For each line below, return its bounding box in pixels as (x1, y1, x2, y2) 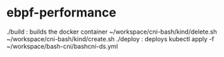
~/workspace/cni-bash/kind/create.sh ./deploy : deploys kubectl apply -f (6, 34, 215, 43)
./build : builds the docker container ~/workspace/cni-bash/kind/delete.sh (6, 27, 217, 36)
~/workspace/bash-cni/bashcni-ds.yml (6, 42, 118, 50)
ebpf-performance (6, 5, 117, 21)
